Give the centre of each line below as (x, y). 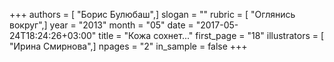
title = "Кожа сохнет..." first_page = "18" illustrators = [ (211, 35)
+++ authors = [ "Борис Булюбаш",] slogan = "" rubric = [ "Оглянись (152, 14)
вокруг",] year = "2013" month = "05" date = (101, 25)
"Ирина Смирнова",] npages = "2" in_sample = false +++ (128, 46)
